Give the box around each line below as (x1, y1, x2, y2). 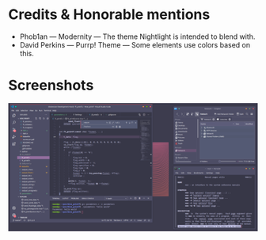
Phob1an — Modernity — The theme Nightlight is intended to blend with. (19, 32, 256, 41)
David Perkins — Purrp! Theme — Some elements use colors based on (19, 40, 251, 49)
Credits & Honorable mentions (8, 6, 211, 24)
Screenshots (8, 77, 94, 94)
